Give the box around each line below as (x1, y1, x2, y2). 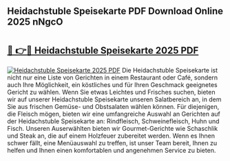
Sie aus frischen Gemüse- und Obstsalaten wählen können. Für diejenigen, (7, 103, 220, 110)
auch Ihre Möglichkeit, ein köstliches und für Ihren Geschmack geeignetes (7, 81, 218, 88)
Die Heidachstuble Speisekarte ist (121, 66, 218, 74)
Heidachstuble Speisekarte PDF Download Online (7, 5, 224, 17)
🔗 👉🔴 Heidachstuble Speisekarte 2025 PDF (7, 45, 199, 56)
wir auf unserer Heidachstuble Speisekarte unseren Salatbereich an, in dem (7, 95, 222, 103)
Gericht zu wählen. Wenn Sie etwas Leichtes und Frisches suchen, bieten (7, 88, 216, 96)
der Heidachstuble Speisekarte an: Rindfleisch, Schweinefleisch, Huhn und (7, 117, 220, 125)
